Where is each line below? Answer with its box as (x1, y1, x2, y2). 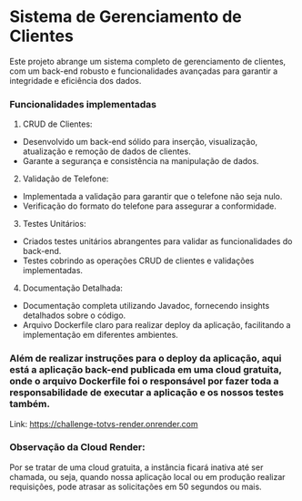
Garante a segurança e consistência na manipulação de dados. (22, 156, 259, 167)
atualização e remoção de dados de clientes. (22, 146, 191, 157)
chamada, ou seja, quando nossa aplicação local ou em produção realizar (9, 471, 286, 482)
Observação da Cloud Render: (9, 441, 146, 454)
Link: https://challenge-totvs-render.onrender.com (9, 418, 198, 429)
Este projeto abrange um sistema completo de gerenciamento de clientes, (9, 56, 287, 66)
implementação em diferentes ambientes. (22, 330, 179, 341)
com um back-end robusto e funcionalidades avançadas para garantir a (9, 66, 278, 77)
